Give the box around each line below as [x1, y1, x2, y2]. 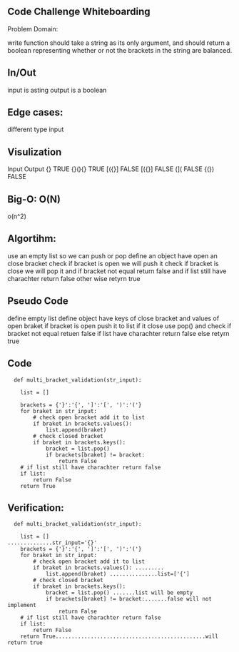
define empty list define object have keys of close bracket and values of [7, 314, 220, 322]
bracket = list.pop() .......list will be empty [45, 589, 193, 596]
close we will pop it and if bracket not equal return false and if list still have [7, 267, 227, 275]
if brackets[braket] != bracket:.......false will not [45, 596, 213, 603]
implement [7, 602, 37, 609]
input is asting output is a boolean [7, 86, 107, 94]
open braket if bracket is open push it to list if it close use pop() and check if [7, 321, 232, 330]
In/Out [7, 67, 37, 79]
